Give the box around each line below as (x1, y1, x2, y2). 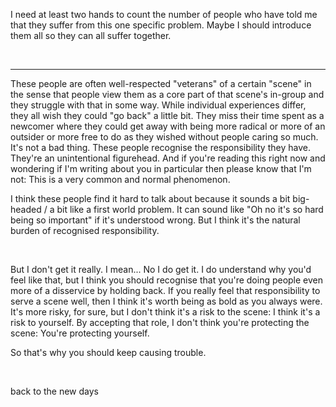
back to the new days (10, 385, 99, 397)
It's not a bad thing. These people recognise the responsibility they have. (10, 142, 311, 153)
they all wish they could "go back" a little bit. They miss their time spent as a (10, 110, 325, 121)
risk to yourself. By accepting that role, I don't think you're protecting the (10, 317, 310, 328)
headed (10, 204, 42, 215)
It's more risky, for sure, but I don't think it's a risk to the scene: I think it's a (10, 306, 321, 318)
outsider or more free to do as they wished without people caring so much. (10, 131, 319, 143)
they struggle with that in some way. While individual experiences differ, (10, 99, 307, 111)
